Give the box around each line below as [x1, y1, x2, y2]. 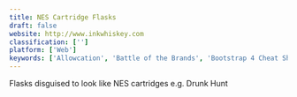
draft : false [9, 21, 57, 30]
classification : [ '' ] [9, 37, 89, 47]
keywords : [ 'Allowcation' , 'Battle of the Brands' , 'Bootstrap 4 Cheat [9, 54, 278, 63]
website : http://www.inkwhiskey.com [9, 29, 144, 38]
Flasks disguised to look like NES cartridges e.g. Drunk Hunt [9, 78, 228, 88]
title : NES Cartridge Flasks [9, 12, 117, 22]
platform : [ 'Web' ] [9, 46, 77, 55]
